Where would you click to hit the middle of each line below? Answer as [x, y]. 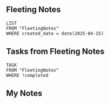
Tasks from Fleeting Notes [55, 51]
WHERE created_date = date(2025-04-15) [55, 33]
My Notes [24, 93]
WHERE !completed [27, 75]
